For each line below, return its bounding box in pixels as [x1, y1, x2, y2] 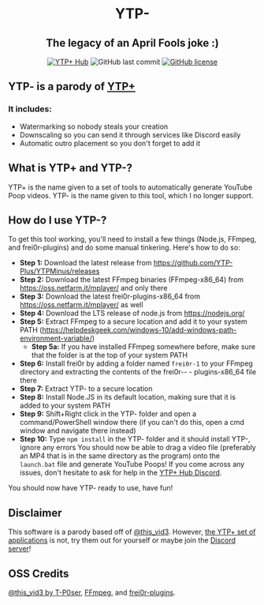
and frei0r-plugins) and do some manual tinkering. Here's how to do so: [8, 242, 240, 253]
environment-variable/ [19, 333, 92, 344]
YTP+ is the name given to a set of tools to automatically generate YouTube [8, 182, 253, 192]
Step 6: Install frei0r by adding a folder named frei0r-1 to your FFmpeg [19, 359, 254, 368]
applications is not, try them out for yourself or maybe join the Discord [8, 535, 236, 545]
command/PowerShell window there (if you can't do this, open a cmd [19, 418, 244, 427]
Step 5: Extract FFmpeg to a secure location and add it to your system [19, 317, 248, 326]
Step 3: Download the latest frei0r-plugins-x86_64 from [19, 291, 201, 301]
